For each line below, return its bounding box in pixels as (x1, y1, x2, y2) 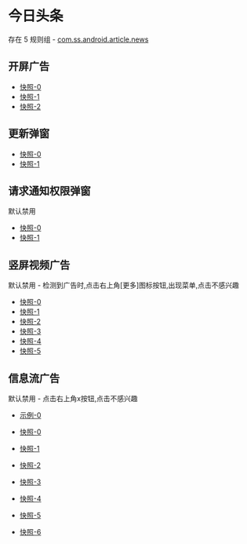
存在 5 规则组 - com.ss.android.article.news (8, 35, 149, 44)
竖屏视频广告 (8, 258, 71, 272)
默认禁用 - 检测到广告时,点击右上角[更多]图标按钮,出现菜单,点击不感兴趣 (8, 280, 239, 290)
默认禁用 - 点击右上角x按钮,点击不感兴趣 (8, 394, 138, 403)
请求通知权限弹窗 (8, 184, 91, 197)
